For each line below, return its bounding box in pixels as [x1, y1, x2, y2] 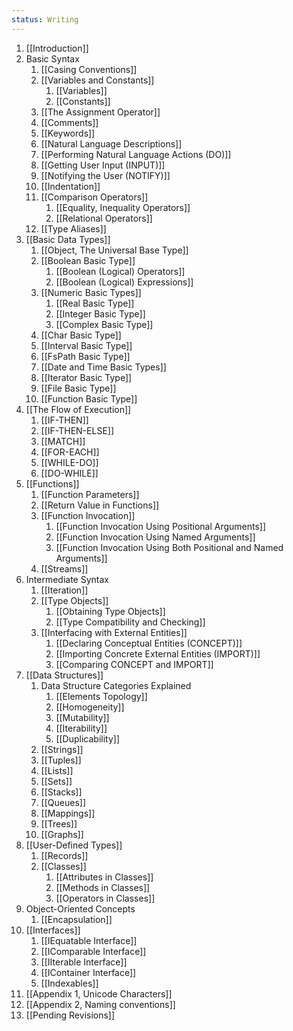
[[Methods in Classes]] [55, 881, 151, 893]
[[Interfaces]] [25, 924, 81, 936]
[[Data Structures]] [25, 669, 104, 681]
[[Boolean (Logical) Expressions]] [55, 276, 194, 288]
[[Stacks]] [40, 786, 83, 798]
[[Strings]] [40, 743, 84, 755]
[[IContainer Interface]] [40, 966, 137, 978]
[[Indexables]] [40, 977, 99, 989]
